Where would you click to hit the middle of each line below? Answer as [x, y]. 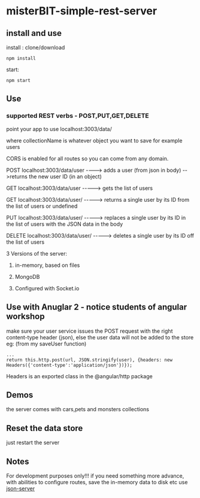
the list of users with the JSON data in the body [65, 224]
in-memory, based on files [47, 265]
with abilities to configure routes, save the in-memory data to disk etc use [97, 482]
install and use [34, 33]
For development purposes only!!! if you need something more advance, [95, 476]
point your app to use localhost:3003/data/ [59, 129]
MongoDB [27, 277]
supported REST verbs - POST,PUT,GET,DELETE [78, 116]
